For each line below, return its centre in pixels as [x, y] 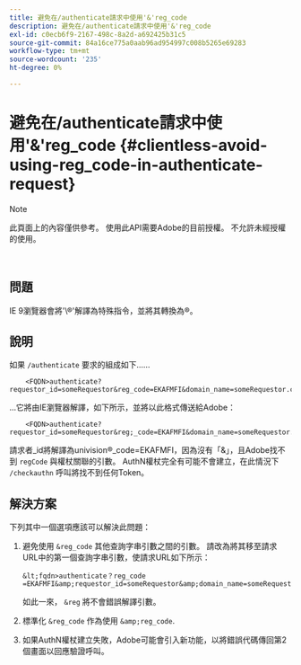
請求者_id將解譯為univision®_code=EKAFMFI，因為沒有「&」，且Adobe [140, 450]
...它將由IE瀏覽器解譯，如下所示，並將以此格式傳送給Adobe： [122, 408]
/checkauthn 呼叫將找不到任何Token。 [79, 473]
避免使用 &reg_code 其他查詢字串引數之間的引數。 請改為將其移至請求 [150, 546]
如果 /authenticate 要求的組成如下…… [80, 365]
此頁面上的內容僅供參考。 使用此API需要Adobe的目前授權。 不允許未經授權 [148, 227]
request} [43, 184]
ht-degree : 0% [36, 68]
